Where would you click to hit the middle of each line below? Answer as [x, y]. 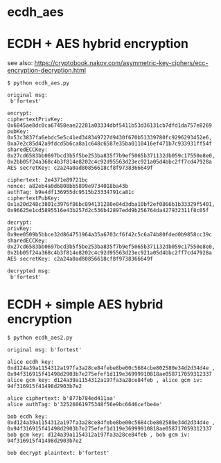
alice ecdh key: [30, 362]
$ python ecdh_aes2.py [40, 338]
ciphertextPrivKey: [35, 120]
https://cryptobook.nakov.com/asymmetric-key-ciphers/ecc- [121, 63]
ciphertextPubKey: [34, 198]
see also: [20, 63]
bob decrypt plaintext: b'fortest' [59, 453]
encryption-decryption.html [47, 71]
